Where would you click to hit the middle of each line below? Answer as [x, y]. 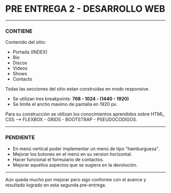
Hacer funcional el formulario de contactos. [58, 159]
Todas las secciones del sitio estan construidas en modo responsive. [77, 89]
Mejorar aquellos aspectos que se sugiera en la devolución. [75, 165]
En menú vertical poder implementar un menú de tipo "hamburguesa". [86, 149]
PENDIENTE [20, 137]
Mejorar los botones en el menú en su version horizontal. [72, 154]
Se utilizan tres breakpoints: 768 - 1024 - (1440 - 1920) [71, 99]
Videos [20, 68]
